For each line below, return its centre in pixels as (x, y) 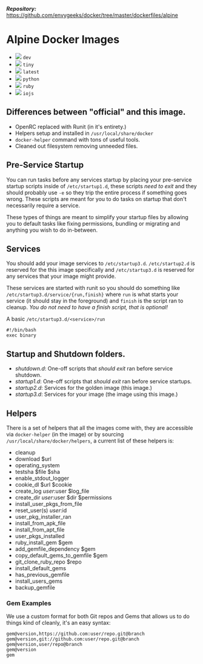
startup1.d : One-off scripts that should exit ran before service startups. (103, 381)
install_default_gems (41, 568)
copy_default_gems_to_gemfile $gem (61, 555)
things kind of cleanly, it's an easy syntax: (58, 623)
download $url (33, 459)
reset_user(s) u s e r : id (41, 510)
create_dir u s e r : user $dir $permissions (63, 498)
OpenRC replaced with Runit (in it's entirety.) (71, 127)
